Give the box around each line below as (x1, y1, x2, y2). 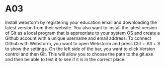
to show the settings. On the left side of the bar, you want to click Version (5, 46, 156, 52)
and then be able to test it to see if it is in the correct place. (5, 56, 126, 62)
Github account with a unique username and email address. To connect (5, 35, 152, 41)
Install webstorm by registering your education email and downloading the (5, 19, 158, 25)
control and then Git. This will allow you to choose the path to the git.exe (5, 51, 153, 57)
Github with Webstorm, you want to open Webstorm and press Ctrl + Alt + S (5, 40, 161, 46)
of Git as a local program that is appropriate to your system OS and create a (5, 30, 160, 36)
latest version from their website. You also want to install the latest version (5, 24, 158, 30)
